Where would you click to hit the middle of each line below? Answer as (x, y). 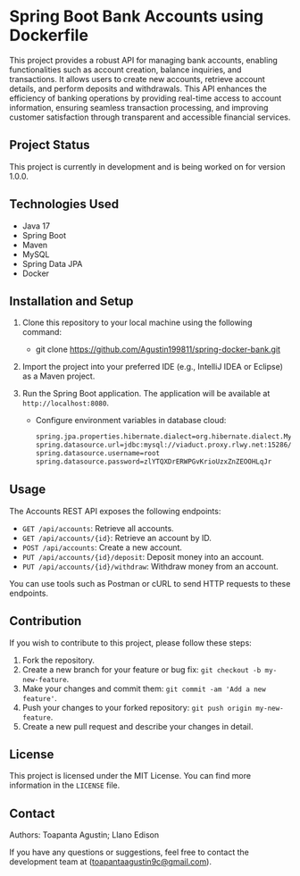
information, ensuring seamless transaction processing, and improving (139, 107)
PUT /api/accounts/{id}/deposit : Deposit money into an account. (143, 556)
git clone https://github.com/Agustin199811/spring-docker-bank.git (158, 349)
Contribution (46, 621)
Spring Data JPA (52, 263)
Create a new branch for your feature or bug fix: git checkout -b (142, 669)
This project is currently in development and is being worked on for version (147, 166)
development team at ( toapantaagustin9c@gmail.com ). (111, 862)
